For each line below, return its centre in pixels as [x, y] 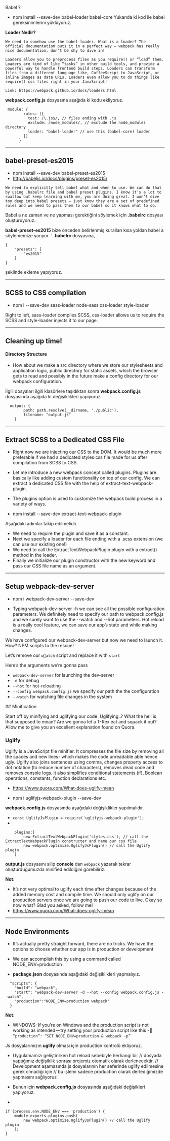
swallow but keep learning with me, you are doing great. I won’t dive [82, 197]
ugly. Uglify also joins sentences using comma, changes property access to [84, 762]
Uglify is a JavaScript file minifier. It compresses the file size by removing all [84, 751]
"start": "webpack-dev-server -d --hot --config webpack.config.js [87, 992]
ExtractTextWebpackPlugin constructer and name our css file [71, 841]
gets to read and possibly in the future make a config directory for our [85, 376]
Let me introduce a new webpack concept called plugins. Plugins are [84, 472]
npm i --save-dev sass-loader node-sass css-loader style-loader [81, 305]
